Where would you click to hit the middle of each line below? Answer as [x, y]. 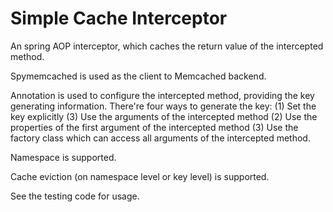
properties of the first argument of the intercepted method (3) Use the [154, 127]
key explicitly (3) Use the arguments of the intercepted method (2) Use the [164, 116]
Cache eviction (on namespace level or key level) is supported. [140, 176]
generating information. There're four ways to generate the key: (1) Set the [163, 106]
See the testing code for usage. [75, 196]
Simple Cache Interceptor [119, 18]
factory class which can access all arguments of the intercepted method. [160, 138]
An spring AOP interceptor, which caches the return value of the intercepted [167, 46]
